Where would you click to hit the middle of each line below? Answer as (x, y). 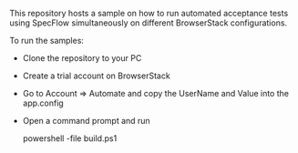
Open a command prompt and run (86, 121)
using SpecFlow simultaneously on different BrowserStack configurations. (149, 23)
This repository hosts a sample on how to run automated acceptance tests (149, 13)
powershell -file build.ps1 (70, 138)
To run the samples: (47, 41)
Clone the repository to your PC (82, 58)
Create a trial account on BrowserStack (96, 76)
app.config (43, 103)
